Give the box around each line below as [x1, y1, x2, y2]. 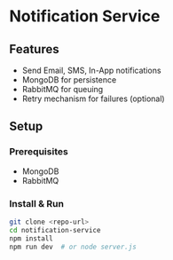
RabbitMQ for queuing [21, 84, 104, 94]
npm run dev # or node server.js [9, 242, 138, 251]
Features [9, 42, 59, 57]
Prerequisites [9, 146, 68, 158]
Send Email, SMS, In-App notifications [21, 65, 161, 75]
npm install [9, 233, 53, 243]
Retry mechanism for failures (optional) [21, 93, 166, 104]
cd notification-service [9, 225, 101, 234]
